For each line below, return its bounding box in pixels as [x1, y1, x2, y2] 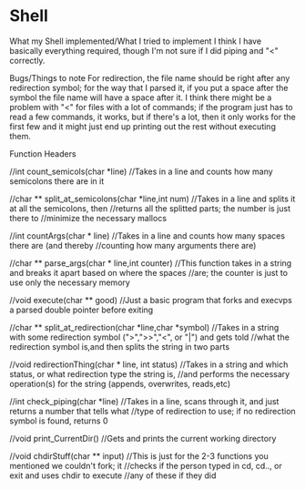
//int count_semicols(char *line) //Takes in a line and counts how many [9, 166, 273, 177]
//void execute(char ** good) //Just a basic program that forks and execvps [9, 294, 293, 305]
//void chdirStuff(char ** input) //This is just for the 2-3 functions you [9, 450, 269, 461]
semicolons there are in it [9, 175, 105, 187]
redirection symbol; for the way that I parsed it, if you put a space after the [9, 82, 289, 93]
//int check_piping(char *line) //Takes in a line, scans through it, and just [9, 395, 280, 406]
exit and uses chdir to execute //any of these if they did [9, 470, 217, 481]
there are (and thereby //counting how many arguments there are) [9, 240, 257, 250]
